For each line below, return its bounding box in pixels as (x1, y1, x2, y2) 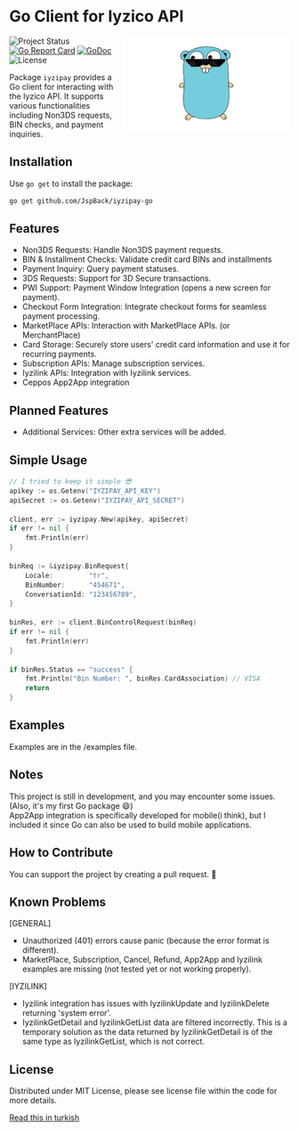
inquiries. (9, 128, 44, 139)
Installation (9, 154, 73, 170)
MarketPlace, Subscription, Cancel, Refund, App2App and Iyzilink (21, 955, 263, 965)
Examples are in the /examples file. (9, 741, 138, 752)
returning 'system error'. (21, 1008, 111, 1019)
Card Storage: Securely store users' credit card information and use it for (21, 339, 290, 350)
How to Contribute (9, 845, 114, 860)
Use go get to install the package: (9, 178, 133, 189)
